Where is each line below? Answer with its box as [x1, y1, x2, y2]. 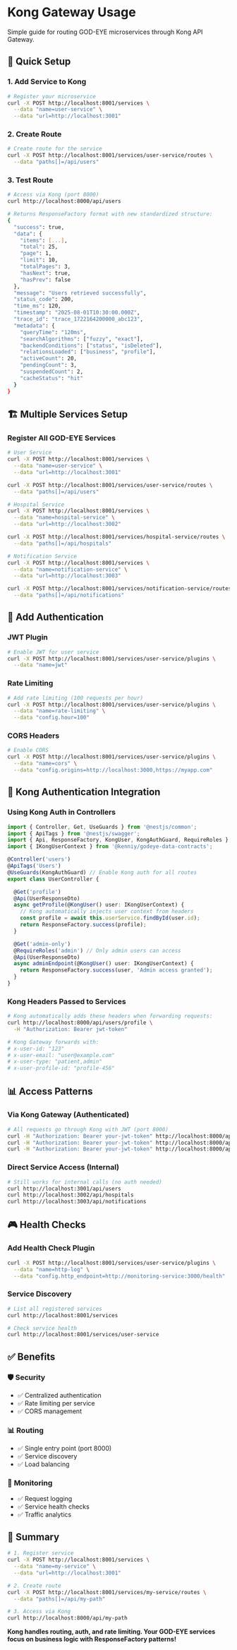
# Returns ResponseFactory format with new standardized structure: [7, 211, 213, 218]
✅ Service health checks [17, 1502, 90, 1511]
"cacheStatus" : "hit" [20, 375, 83, 382]
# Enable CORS [7, 747, 49, 754]
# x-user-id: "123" [7, 1045, 65, 1052]
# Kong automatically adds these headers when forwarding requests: [7, 1013, 213, 1020]
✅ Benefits [7, 1350, 56, 1362]
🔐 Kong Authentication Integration [7, 786, 161, 799]
